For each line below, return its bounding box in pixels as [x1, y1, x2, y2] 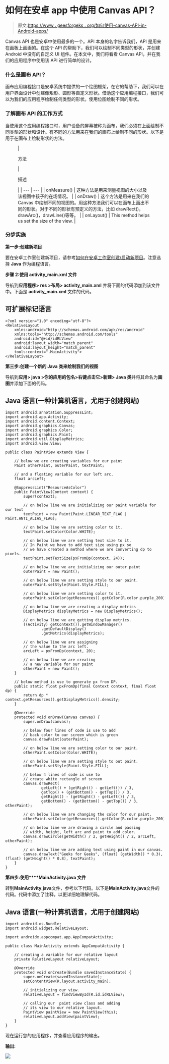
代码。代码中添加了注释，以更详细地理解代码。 [5, 891, 102, 897]
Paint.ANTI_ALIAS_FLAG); [5, 516, 57, 521]
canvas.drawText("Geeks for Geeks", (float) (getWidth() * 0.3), [23, 852, 163, 857]
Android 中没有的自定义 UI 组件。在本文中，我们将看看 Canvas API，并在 [5, 51, 156, 57]
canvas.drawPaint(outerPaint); [23, 737, 89, 742]
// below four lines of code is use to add [23, 728, 116, 733]
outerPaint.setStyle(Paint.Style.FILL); [23, 582, 109, 588]
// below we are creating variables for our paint [14, 459, 123, 464]
